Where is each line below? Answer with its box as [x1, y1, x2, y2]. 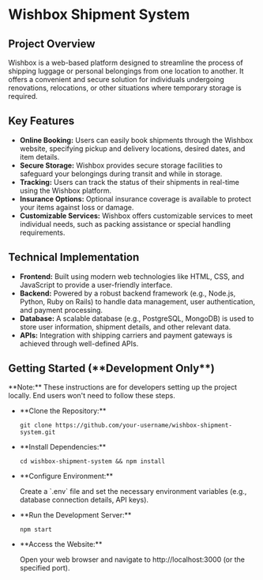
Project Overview [8, 37, 96, 51]
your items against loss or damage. [19, 202, 134, 212]
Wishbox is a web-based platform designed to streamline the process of [8, 58, 243, 67]
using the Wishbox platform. [19, 186, 112, 195]
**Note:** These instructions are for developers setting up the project [8, 382, 238, 392]
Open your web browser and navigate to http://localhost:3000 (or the [19, 555, 245, 564]
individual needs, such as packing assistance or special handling [19, 219, 231, 228]
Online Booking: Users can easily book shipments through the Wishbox [19, 135, 254, 145]
